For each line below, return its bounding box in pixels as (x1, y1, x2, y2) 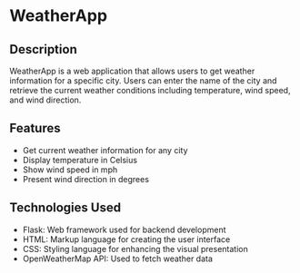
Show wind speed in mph (22, 164, 118, 175)
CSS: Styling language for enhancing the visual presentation (22, 243, 248, 254)
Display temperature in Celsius (22, 154, 138, 165)
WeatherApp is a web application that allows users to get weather (9, 65, 255, 76)
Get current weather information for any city (22, 144, 188, 155)
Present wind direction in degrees (22, 173, 150, 184)
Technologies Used (9, 200, 121, 216)
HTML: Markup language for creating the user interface (22, 233, 231, 245)
